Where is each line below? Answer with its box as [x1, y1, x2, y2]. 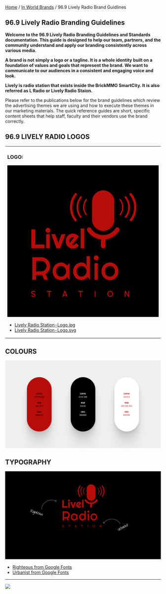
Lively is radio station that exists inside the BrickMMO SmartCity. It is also [5, 82, 160, 88]
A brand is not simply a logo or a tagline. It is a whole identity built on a [5, 57, 153, 63]
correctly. [5, 118, 25, 124]
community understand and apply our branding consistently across [5, 42, 147, 48]
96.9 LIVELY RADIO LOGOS [5, 133, 90, 141]
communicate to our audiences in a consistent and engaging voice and [5, 67, 154, 73]
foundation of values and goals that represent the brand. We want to [5, 62, 148, 68]
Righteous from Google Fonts [12, 564, 73, 570]
